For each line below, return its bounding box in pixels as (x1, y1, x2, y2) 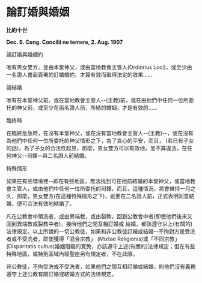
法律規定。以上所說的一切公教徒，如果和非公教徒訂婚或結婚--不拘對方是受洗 (6, 227, 195, 234)
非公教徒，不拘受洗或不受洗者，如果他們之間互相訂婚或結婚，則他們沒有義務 (6, 263, 196, 270)
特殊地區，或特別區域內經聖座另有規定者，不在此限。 (6, 250, 138, 257)
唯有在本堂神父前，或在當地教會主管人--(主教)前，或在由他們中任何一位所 (6, 97, 189, 104)
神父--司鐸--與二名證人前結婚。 (11, 152, 90, 159)
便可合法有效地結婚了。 (16, 200, 75, 207)
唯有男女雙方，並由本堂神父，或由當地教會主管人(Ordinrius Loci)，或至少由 (6, 64, 192, 71)
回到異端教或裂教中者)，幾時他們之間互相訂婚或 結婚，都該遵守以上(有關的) (6, 220, 193, 227)
